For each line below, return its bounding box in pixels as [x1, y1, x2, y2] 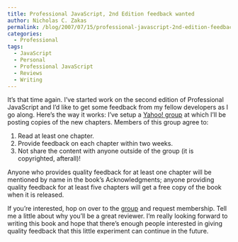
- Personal [13, 57, 46, 64]
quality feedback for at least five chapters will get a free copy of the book [7, 183, 222, 192]
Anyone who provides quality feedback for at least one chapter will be [7, 168, 212, 177]
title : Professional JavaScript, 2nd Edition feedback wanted [7, 10, 195, 18]
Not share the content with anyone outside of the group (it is [17, 146, 194, 156]
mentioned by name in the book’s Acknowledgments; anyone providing [7, 175, 215, 184]
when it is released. [7, 190, 64, 199]
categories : [7, 30, 42, 38]
